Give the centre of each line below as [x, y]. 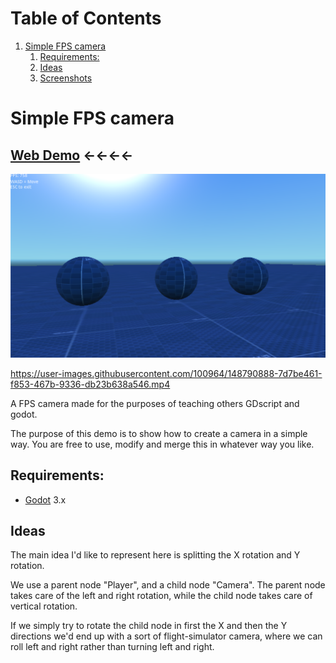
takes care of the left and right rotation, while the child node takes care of [161, 596]
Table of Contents [86, 18]
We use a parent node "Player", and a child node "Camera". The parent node [168, 585]
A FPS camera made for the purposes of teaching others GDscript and [155, 403]
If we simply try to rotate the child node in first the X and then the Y [149, 626]
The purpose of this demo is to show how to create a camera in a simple [159, 433]
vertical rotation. [44, 606]
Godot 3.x [45, 499]
